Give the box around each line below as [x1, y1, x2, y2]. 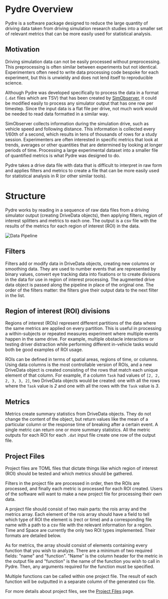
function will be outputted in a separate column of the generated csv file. [5, 578, 155, 584]
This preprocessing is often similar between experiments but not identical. [5, 64, 158, 70]
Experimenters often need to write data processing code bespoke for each [5, 69, 159, 75]
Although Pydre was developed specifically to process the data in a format [5, 89, 159, 96]
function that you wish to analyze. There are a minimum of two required [5, 547, 152, 553]
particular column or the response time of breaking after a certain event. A [5, 422, 158, 428]
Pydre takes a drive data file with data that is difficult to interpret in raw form [5, 162, 162, 168]
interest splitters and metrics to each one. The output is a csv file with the [5, 217, 157, 223]
